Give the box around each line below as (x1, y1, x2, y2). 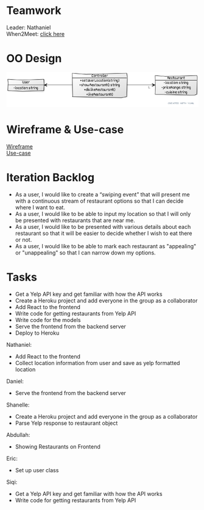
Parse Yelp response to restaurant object (15, 419, 118, 427)
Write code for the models (15, 316, 81, 323)
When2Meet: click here (6, 30, 65, 37)
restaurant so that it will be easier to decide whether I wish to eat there (15, 229, 193, 237)
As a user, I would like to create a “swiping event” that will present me (15, 190, 190, 198)
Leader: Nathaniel (6, 24, 51, 31)
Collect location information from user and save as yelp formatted (15, 359, 180, 366)
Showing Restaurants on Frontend (15, 442, 100, 450)
